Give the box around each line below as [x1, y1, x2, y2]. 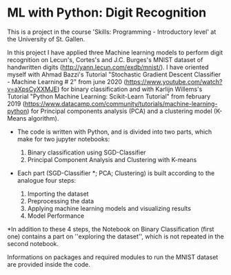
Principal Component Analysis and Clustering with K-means [27, 155, 197, 163]
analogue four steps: [17, 176, 77, 184]
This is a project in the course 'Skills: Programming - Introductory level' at [7, 28, 217, 36]
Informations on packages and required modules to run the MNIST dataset [7, 253, 219, 261]
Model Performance [27, 212, 85, 220]
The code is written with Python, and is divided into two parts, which [17, 128, 212, 136]
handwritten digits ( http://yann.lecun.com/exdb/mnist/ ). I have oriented [7, 63, 209, 71]
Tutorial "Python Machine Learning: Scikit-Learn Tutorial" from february [7, 92, 211, 101]
